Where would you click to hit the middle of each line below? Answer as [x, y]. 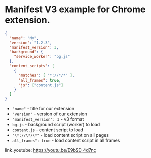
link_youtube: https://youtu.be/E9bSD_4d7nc [50, 150]
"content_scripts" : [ [32, 66]
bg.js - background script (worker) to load [56, 125]
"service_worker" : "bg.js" [42, 57]
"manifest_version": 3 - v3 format [48, 119]
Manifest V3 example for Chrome [75, 9]
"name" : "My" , [24, 38]
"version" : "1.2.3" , [31, 43]
